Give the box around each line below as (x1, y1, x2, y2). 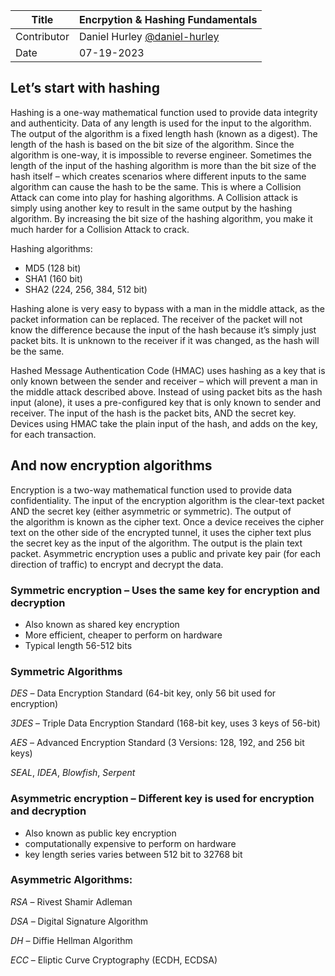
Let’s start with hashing (10, 80, 160, 97)
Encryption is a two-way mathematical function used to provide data (10, 484, 293, 496)
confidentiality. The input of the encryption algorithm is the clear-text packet (10, 494, 325, 506)
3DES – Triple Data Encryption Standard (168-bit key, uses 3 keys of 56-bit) (10, 717, 321, 729)
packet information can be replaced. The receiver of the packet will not (10, 313, 303, 325)
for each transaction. (10, 428, 97, 440)
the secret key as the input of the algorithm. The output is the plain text (10, 537, 303, 549)
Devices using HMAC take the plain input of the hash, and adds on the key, (10, 417, 318, 429)
